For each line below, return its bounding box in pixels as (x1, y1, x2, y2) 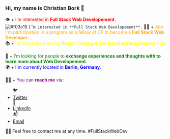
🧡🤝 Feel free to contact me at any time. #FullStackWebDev (5, 128, 128, 134)
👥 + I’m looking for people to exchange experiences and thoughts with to (5, 53, 161, 59)
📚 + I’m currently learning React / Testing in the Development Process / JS (5, 40, 165, 46)
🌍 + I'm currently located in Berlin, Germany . (5, 64, 101, 70)
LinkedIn (12, 105, 31, 112)
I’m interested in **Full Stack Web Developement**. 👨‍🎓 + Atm (29, 24, 164, 30)
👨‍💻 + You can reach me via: (5, 77, 64, 83)
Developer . (5, 35, 29, 41)
